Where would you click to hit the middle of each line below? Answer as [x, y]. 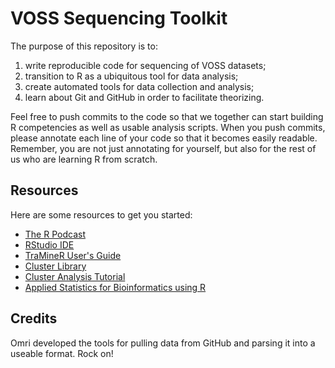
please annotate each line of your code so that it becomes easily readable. [164, 138]
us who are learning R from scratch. [84, 159]
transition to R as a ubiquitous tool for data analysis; [131, 76]
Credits [34, 318]
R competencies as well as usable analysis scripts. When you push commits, [168, 127]
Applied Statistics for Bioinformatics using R [115, 287]
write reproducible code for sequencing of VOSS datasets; [145, 65]
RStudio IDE [49, 244]
